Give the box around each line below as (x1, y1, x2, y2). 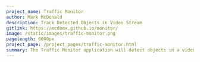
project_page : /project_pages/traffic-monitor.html (6, 42, 137, 48)
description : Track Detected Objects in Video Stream (6, 19, 143, 25)
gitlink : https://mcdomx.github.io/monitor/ (6, 25, 118, 31)
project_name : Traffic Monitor (6, 8, 84, 15)
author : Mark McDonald (6, 14, 62, 20)
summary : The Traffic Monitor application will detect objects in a (6, 47, 180, 53)
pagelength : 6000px (6, 36, 55, 42)
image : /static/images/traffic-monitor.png (6, 31, 116, 37)
